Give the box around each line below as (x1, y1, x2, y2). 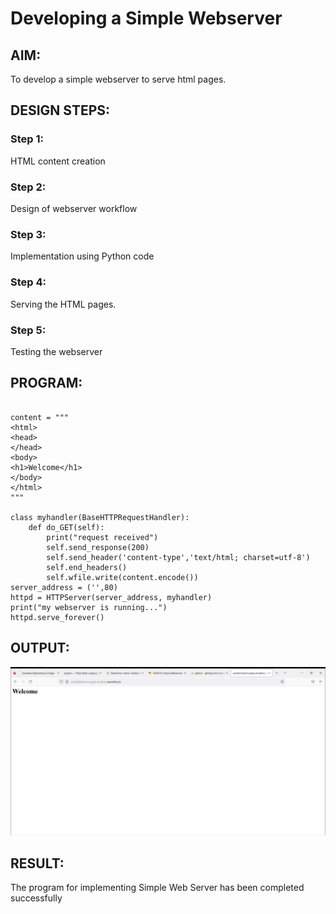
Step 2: (10, 180, 47, 194)
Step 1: (10, 132, 44, 146)
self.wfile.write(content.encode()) (46, 572, 199, 582)
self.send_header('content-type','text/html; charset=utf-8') (46, 552, 311, 562)
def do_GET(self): (28, 522, 105, 532)
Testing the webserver (10, 345, 103, 357)
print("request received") (46, 532, 159, 542)
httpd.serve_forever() (10, 612, 105, 622)
